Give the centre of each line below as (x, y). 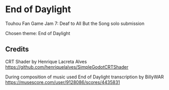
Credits (17, 49)
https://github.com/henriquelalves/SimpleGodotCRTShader (67, 67)
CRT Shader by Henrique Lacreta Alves (46, 62)
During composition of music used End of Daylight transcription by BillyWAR (85, 77)
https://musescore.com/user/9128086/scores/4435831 (63, 82)
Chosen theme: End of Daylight (38, 33)
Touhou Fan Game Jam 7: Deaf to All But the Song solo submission (75, 23)
